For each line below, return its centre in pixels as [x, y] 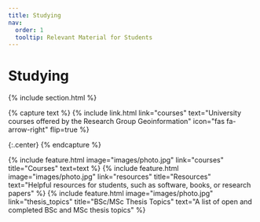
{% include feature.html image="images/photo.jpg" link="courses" [116, 160]
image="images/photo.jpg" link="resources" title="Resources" [110, 177]
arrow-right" [28, 129]
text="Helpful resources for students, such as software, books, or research [130, 185]
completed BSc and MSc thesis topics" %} [77, 210]
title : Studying [35, 15]
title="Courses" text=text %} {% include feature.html [93, 169]
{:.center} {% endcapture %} [55, 145]
